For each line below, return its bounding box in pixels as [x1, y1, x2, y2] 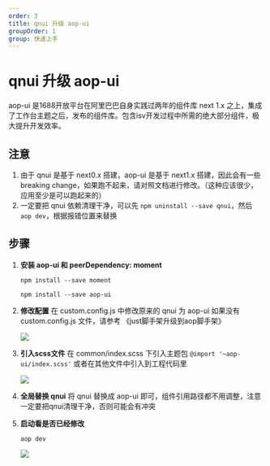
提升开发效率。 [15, 121, 66, 131]
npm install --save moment [19, 276, 112, 285]
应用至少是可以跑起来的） [19, 190, 106, 200]
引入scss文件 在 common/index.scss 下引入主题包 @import [19, 348, 216, 358]
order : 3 [8, 11, 38, 20]
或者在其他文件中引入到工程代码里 [72, 359, 187, 368]
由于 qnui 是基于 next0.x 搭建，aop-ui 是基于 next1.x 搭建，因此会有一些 [19, 170, 261, 180]
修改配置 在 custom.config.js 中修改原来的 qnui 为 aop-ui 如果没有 [19, 306, 241, 316]
